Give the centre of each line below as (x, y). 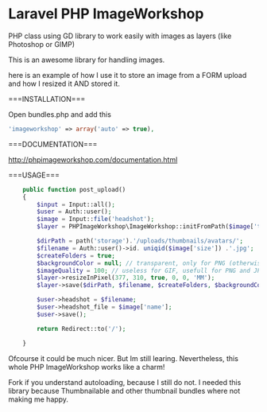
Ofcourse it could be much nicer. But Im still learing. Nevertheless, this (123, 358)
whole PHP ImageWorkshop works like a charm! (87, 367)
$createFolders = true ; (76, 255)
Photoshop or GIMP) (42, 44)
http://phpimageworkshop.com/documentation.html (93, 159)
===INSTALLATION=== (47, 99)
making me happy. (39, 399)
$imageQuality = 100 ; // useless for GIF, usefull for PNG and (143, 270)
